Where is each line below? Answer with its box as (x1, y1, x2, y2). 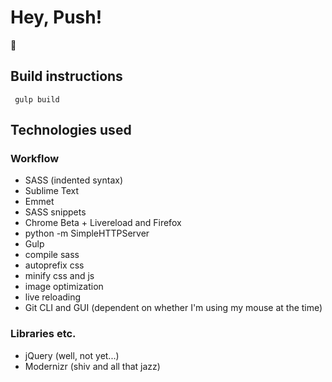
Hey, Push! (10, 6, 103, 29)
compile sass (24, 249, 80, 261)
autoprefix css (24, 259, 85, 271)
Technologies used (10, 122, 132, 139)
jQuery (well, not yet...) (24, 349, 120, 361)
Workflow (10, 152, 60, 166)
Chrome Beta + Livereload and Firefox (24, 217, 182, 229)
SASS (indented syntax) (24, 174, 124, 186)
